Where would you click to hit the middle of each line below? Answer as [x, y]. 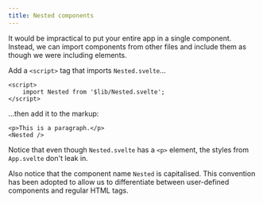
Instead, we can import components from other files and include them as [127, 46]
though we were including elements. [68, 55]
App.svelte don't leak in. [48, 158]
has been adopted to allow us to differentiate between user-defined [119, 182]
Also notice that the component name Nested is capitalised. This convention [132, 173]
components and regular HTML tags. [68, 190]
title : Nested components [51, 15]
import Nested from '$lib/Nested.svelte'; [94, 92]
